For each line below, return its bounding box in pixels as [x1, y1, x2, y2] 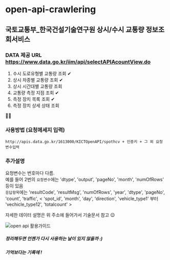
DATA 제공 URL [5, 51, 42, 58]
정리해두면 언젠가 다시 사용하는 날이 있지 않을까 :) [5, 235, 103, 242]
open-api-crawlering [5, 4, 96, 15]
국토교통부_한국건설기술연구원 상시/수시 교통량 [5, 25, 144, 34]
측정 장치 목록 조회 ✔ [12, 96, 55, 102]
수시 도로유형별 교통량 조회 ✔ [12, 70, 72, 76]
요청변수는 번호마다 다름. [5, 170, 55, 176]
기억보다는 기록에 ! [5, 249, 42, 255]
